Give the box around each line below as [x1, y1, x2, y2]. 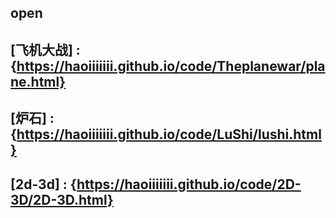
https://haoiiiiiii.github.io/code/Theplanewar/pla [16, 57, 326, 75]
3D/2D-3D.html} [10, 191, 114, 208]
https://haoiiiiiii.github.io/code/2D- [76, 176, 302, 193]
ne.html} [10, 73, 67, 90]
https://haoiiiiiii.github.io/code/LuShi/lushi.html [16, 126, 322, 143]
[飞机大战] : [10, 41, 81, 58]
